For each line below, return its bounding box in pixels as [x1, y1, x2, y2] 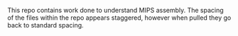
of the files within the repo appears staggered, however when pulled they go [7, 13, 232, 22]
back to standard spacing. [7, 21, 84, 29]
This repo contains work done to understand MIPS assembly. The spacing [7, 6, 224, 14]
